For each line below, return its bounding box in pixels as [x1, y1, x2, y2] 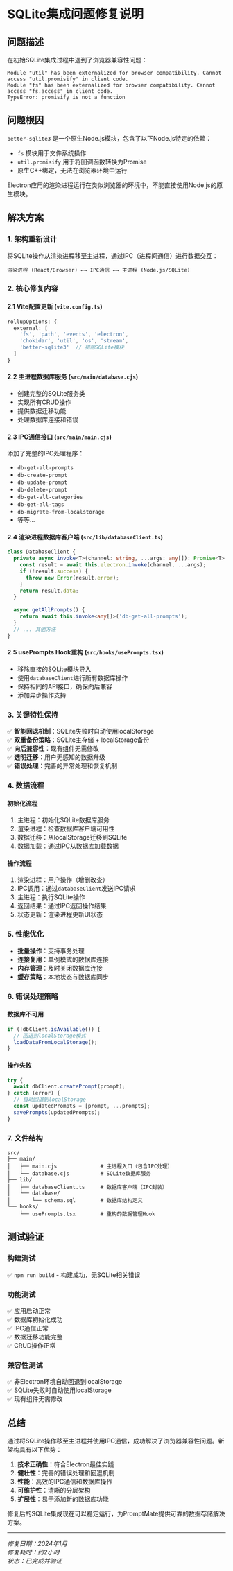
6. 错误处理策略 [7, 991, 59, 1001]
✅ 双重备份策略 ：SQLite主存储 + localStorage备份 [7, 736, 150, 744]
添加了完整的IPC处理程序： [7, 449, 85, 458]
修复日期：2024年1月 [7, 1540, 68, 1548]
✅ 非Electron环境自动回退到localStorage [7, 1378, 123, 1386]
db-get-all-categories [17, 494, 83, 501]
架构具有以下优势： [7, 1446, 62, 1454]
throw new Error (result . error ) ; [25, 574, 119, 581]
